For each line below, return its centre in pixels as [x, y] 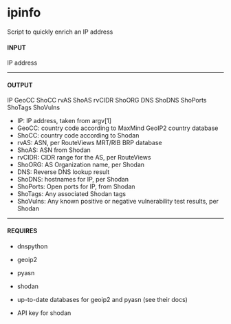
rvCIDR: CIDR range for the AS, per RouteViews [84, 158]
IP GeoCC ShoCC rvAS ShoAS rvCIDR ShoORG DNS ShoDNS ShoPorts [107, 100]
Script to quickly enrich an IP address [60, 32]
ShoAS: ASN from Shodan [54, 150]
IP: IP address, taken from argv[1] [64, 121]
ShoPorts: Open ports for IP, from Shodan [76, 186]
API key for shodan [44, 313]
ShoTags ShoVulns [34, 107]
